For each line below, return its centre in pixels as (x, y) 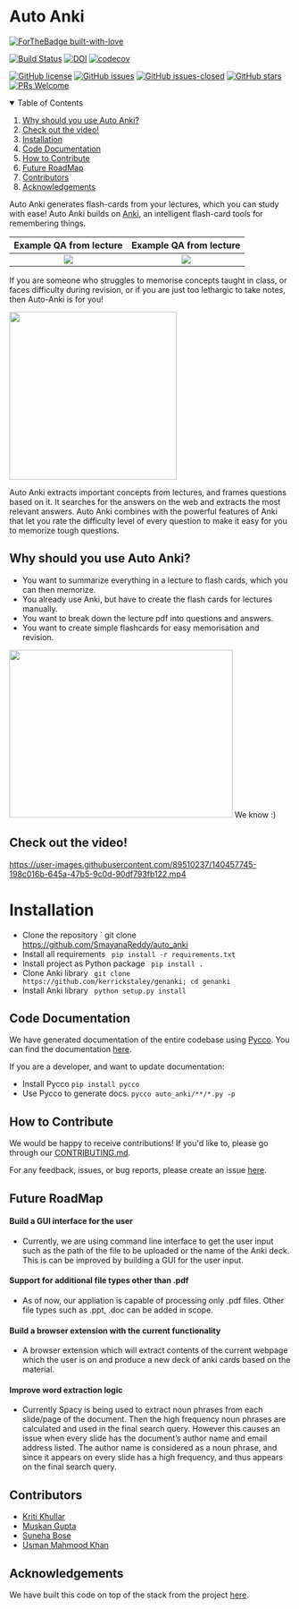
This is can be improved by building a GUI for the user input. (133, 1260)
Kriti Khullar (43, 1517)
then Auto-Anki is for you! (57, 299)
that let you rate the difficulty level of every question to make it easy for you (148, 520)
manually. (40, 608)
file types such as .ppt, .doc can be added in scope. (118, 1310)
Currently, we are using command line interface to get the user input (148, 1241)
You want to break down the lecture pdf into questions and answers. (148, 618)
